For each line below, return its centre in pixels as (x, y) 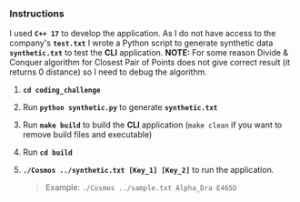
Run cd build (47, 152)
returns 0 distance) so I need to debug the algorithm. (108, 72)
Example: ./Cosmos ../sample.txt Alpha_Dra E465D (141, 187)
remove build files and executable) (87, 135)
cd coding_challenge (61, 91)
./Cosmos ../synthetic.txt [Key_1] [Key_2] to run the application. (148, 170)
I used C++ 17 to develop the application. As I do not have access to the (143, 34)
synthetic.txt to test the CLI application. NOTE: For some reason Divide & (149, 53)
